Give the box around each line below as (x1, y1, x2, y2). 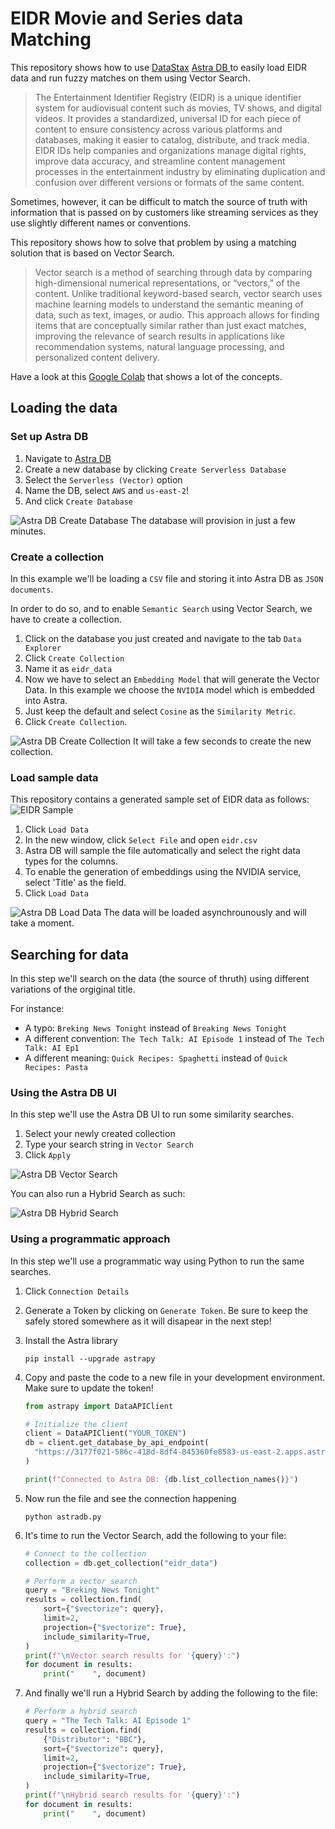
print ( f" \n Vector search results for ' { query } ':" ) (24, 1650, 241, 1661)
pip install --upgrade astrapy (24, 1353, 156, 1364)
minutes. (10, 525, 47, 537)
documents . (10, 583, 54, 595)
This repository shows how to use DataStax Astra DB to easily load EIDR (10, 61, 308, 73)
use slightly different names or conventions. (10, 217, 192, 229)
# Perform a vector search (24, 1576, 138, 1586)
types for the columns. (24, 855, 118, 867)
